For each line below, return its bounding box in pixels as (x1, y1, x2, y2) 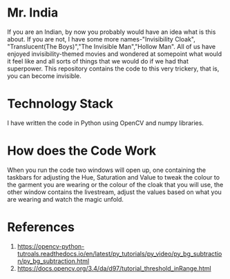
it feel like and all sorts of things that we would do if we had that (7, 57, 189, 65)
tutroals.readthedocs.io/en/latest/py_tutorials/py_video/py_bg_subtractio (17, 249, 222, 258)
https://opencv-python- (17, 242, 85, 250)
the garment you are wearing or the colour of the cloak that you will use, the (7, 180, 224, 189)
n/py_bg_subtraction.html (17, 257, 90, 265)
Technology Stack (7, 96, 114, 112)
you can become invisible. (7, 71, 82, 80)
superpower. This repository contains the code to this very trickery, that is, (7, 64, 220, 73)
